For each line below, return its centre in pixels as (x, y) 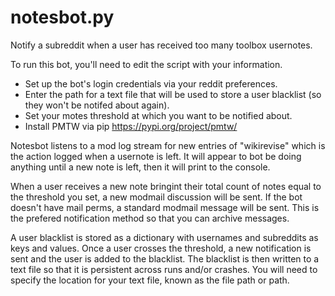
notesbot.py (62, 17)
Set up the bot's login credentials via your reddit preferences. (151, 83)
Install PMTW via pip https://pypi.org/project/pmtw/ (131, 126)
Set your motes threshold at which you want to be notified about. (158, 115)
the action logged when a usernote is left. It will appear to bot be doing (156, 156)
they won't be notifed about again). (97, 105)
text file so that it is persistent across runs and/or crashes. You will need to (164, 269)
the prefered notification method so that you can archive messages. (150, 218)
